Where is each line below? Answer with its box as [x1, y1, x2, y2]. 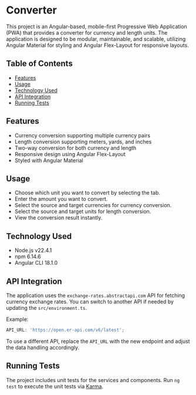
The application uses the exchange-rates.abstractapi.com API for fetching [6, 292, 185, 299]
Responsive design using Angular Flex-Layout [14, 150, 126, 157]
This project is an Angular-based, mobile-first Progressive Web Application [6, 23, 188, 30]
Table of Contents [6, 59, 73, 69]
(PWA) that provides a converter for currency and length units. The [6, 29, 168, 36]
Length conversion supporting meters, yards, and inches [14, 138, 152, 145]
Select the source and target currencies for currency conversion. [14, 202, 172, 209]
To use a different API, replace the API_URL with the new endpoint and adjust [6, 337, 190, 345]
